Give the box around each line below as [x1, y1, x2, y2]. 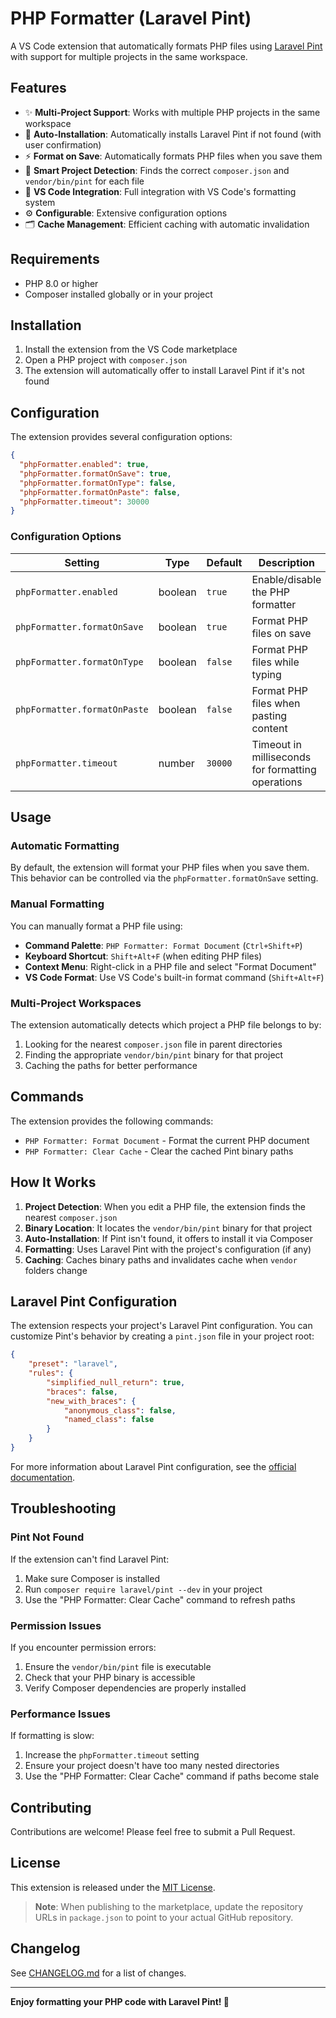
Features [10, 80, 67, 97]
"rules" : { [28, 1368, 74, 1379]
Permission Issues [10, 1618, 102, 1632]
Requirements [10, 251, 100, 268]
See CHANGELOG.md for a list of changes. [10, 1967, 187, 1979]
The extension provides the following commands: [10, 1115, 214, 1127]
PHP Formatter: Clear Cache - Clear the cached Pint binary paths [24, 1145, 294, 1157]
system [24, 196, 56, 208]
